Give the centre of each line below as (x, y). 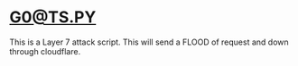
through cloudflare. (45, 51)
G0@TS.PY (53, 17)
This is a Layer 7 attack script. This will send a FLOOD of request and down (149, 42)
